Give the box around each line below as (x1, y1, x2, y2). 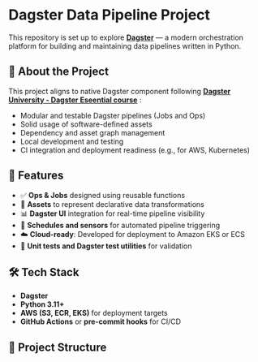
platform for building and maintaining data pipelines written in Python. (8, 41, 242, 50)
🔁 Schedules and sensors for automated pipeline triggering (19, 220, 221, 230)
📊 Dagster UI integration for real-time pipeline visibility (19, 209, 205, 218)
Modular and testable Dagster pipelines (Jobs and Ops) (19, 110, 206, 120)
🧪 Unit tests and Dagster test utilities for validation (19, 241, 192, 251)
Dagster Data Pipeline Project (8, 6, 211, 24)
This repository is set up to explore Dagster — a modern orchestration (8, 32, 243, 42)
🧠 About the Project (8, 65, 110, 79)
